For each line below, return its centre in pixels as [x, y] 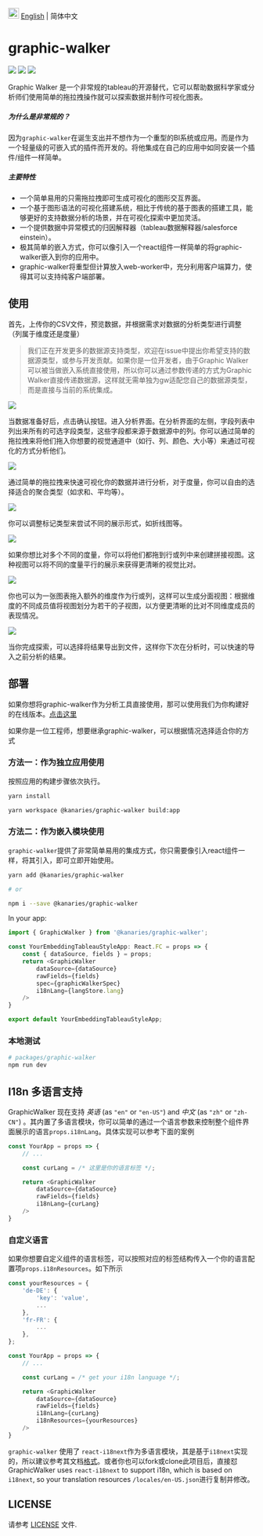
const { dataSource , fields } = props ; [87, 954]
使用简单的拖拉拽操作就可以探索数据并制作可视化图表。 [118, 97]
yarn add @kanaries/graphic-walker [66, 875]
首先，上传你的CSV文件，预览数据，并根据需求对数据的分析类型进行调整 [125, 324]
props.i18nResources [56, 1269]
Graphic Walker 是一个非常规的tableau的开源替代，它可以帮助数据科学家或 [128, 87]
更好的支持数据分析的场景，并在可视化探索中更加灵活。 [115, 217]
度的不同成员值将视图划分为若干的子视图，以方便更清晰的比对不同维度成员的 [131, 605]
